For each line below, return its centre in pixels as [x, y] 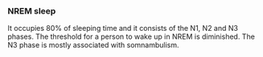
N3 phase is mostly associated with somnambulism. [93, 45]
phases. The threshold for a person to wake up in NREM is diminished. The [131, 36]
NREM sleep [32, 11]
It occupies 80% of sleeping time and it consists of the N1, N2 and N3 [123, 28]
